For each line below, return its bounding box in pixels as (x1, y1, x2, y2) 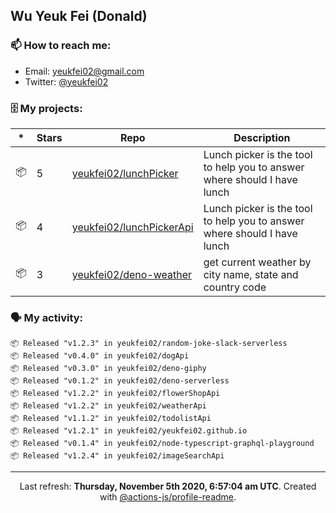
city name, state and (203, 267, 299, 281)
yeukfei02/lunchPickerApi (71, 220, 194, 234)
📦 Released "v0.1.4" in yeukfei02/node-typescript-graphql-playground (10, 439, 315, 449)
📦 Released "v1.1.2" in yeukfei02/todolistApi (10, 414, 212, 424)
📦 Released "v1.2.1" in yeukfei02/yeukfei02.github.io (10, 426, 248, 436)
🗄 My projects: (10, 101, 83, 115)
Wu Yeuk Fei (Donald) (10, 8, 148, 25)
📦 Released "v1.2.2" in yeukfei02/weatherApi (10, 401, 207, 411)
